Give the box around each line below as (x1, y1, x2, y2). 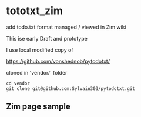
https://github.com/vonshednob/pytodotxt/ (6, 58, 110, 65)
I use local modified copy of (6, 46, 73, 54)
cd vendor (6, 81, 31, 86)
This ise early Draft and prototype (6, 35, 88, 42)
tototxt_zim (6, 4, 63, 18)
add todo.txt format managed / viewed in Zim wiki (6, 24, 126, 31)
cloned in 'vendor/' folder (6, 69, 68, 76)
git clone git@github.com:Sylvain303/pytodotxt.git (6, 85, 135, 92)
